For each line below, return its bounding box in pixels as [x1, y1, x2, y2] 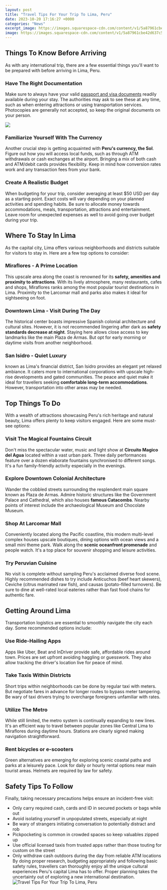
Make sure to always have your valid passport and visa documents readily [5, 91, 157, 97]
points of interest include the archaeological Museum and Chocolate [5, 502, 145, 508]
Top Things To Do [5, 399, 61, 408]
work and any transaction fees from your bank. [5, 166, 101, 172]
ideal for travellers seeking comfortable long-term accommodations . [5, 379, 148, 385]
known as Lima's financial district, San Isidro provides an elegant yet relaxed [5, 363, 162, 369]
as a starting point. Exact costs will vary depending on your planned [5, 195, 144, 202]
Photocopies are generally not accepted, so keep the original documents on [5, 107, 161, 113]
